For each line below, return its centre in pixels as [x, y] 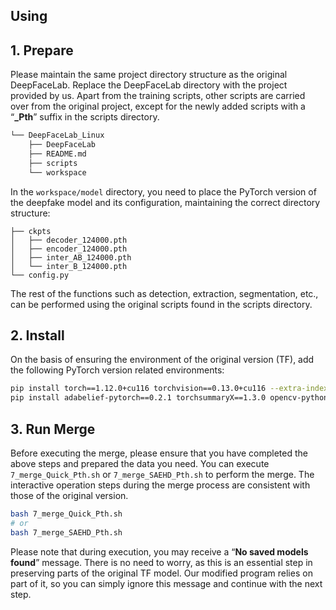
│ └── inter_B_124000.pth [69, 266]
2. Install [37, 335]
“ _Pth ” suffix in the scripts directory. [85, 117]
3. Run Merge [53, 429]
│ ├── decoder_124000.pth [69, 240]
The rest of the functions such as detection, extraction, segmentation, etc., [164, 293]
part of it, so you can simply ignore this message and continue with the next [166, 583]
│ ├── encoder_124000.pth [69, 249]
